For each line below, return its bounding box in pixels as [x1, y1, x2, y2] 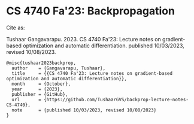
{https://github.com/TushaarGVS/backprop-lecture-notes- [44, 96, 189, 102]
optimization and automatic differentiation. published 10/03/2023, [23, 42, 184, 49]
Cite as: [6, 24, 25, 31]
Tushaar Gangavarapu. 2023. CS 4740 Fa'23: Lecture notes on [6, 35, 162, 43]
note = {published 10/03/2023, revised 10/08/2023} [11, 107, 157, 113]
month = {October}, [11, 81, 71, 87]
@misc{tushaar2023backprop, [6, 60, 77, 66]
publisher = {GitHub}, [11, 91, 68, 97]
